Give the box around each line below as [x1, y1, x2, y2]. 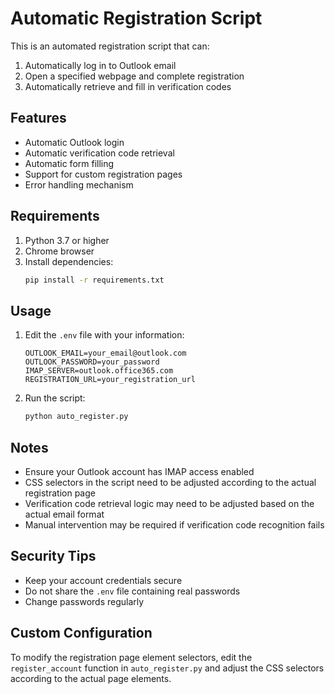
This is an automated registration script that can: [10, 40, 210, 52]
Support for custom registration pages [24, 168, 183, 180]
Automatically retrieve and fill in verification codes [24, 80, 232, 92]
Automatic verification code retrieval [24, 147, 175, 159]
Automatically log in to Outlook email [24, 59, 177, 71]
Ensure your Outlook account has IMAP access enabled [24, 465, 255, 477]
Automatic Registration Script [10, 7, 263, 30]
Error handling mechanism [24, 178, 134, 191]
